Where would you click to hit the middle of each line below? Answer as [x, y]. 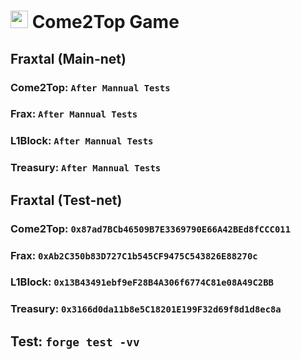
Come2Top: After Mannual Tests [90, 87]
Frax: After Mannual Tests [74, 114]
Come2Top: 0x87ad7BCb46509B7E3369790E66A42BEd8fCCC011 [151, 228]
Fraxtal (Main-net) [68, 58]
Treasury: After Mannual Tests [86, 168]
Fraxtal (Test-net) [66, 200]
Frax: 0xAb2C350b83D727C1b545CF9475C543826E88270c [134, 255]
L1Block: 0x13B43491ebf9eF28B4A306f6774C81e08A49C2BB [142, 282]
